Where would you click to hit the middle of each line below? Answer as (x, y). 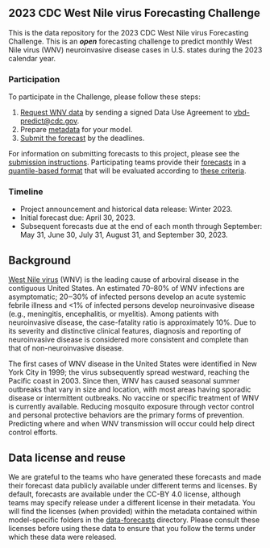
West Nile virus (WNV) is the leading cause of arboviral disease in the (124, 280)
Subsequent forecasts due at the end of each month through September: (141, 226)
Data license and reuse (67, 457)
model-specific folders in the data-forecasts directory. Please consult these (134, 520)
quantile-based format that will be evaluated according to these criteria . (128, 171)
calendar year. (32, 58)
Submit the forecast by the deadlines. (82, 138)
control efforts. (33, 432)
